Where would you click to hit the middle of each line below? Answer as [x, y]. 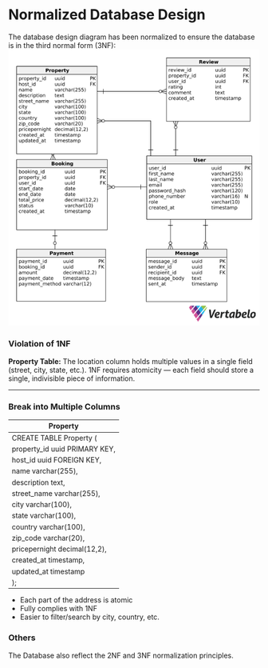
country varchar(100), [48, 526]
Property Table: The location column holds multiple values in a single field [130, 361]
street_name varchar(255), [56, 493]
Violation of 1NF [39, 344]
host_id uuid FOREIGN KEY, [57, 460]
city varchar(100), [41, 505]
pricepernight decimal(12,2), [59, 549]
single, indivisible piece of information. [72, 378]
